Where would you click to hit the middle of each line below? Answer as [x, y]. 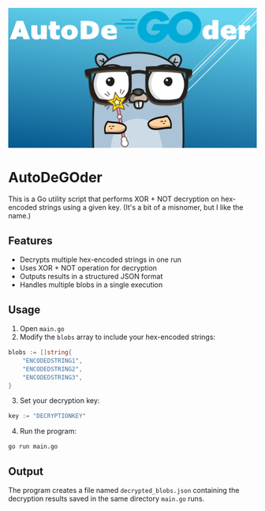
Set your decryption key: [60, 401]
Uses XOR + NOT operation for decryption [88, 268]
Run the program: [48, 431]
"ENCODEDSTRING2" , [52, 369]
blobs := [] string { [40, 352]
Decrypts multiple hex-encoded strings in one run [101, 259]
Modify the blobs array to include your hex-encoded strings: [117, 337]
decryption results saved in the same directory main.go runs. [106, 498]
